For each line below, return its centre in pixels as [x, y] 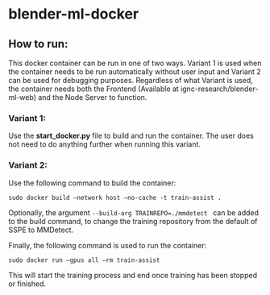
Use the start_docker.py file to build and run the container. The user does [131, 136]
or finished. [27, 284]
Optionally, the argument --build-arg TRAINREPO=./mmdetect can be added [134, 212]
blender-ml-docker [74, 14]
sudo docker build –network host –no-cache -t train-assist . [115, 197]
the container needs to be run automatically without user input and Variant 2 [135, 72]
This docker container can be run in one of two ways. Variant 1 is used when [135, 63]
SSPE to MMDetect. [41, 230]
